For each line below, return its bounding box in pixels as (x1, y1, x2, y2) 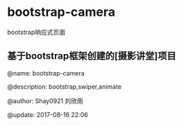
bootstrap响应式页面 (7, 28, 66, 36)
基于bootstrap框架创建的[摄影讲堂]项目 (7, 50, 176, 62)
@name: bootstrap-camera (7, 69, 85, 77)
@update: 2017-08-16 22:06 (7, 110, 88, 118)
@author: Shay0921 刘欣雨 (7, 96, 83, 105)
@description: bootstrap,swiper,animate (7, 82, 122, 91)
